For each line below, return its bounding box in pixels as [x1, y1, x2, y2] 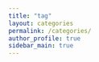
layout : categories [8, 19, 74, 27]
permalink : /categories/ [8, 27, 92, 35]
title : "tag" [8, 11, 52, 20]
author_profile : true [8, 34, 81, 43]
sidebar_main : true [8, 42, 74, 50]
